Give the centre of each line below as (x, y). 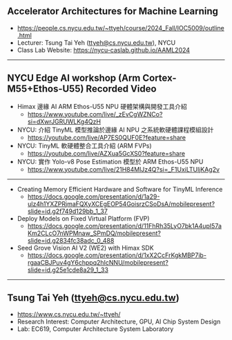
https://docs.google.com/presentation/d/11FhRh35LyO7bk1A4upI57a (125, 226)
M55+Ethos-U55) (46, 89)
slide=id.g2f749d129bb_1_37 (68, 211)
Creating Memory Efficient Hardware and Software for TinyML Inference (120, 189)
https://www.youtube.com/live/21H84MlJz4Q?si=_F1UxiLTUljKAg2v (123, 169)
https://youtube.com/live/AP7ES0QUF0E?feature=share (107, 137)
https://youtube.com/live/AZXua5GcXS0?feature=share (106, 153)
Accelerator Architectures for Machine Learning (113, 11)
